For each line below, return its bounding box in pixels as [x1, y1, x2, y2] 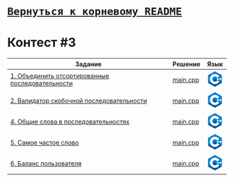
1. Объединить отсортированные [10, 72, 109, 80]
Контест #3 [7, 35, 77, 51]
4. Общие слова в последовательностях [10, 117, 130, 126]
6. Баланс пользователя [10, 159, 82, 167]
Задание [75, 59, 102, 68]
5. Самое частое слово [10, 138, 79, 146]
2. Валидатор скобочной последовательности [10, 96, 148, 105]
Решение [172, 59, 201, 68]
